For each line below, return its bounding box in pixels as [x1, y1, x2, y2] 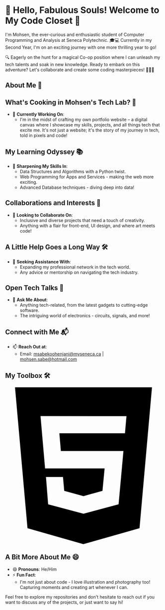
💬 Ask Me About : [12, 297, 48, 303]
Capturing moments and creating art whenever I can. [19, 584, 128, 590]
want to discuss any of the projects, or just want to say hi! [5, 599, 123, 605]
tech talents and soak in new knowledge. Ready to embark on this [5, 61, 140, 67]
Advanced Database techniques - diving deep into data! [19, 184, 135, 190]
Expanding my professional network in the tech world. [19, 264, 131, 270]
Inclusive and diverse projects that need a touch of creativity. [19, 217, 145, 223]
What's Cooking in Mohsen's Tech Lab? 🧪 [5, 98, 137, 107]
